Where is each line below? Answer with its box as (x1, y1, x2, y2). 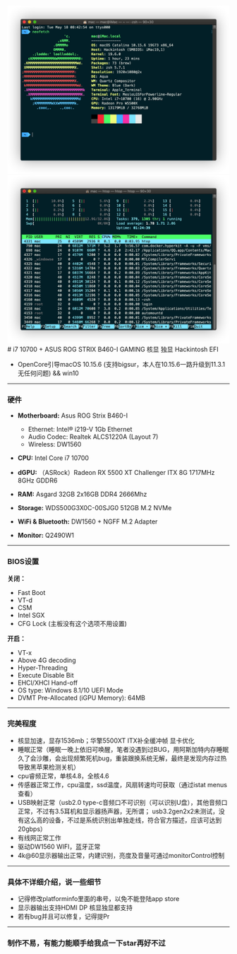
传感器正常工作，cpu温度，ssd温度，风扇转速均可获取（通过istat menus (17, 780, 228, 789)
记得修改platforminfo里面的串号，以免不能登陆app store (17, 895, 180, 903)
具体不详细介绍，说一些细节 (7, 877, 102, 887)
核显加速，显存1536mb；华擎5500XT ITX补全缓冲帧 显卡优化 (17, 736, 195, 745)
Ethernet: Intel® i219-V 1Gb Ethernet (28, 425, 133, 434)
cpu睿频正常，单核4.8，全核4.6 (17, 772, 109, 780)
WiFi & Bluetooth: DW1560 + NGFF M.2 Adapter (17, 517, 158, 526)
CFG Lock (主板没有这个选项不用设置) (17, 619, 127, 628)
